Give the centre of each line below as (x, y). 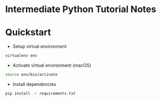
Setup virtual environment (39, 46)
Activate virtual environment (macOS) (52, 65)
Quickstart (28, 33)
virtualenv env (21, 56)
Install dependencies (34, 84)
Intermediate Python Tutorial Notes (81, 9)
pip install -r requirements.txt (41, 93)
